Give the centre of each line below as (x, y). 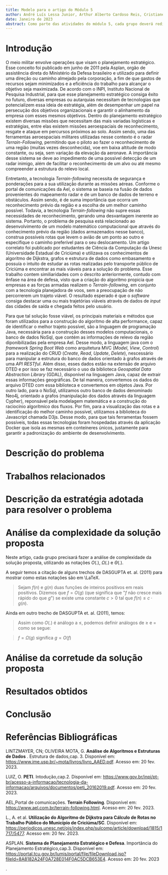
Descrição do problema (55, 453)
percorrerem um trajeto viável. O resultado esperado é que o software (78, 296)
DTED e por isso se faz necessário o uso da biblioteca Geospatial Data (79, 369)
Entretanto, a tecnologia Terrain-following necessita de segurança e (76, 179)
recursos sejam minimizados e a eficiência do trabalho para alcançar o (78, 84)
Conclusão (28, 714)
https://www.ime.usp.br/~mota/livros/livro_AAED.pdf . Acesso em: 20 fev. (81, 762)
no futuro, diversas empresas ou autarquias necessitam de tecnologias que (83, 100)
